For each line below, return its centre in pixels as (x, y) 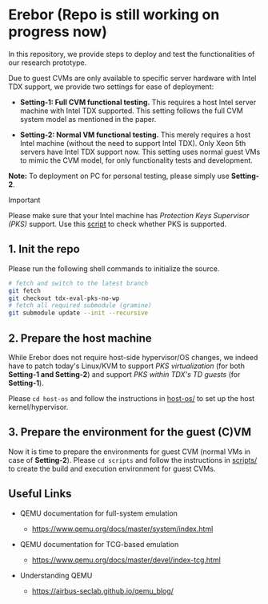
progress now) (58, 32)
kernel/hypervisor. (38, 407)
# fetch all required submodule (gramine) (80, 306)
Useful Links (40, 494)
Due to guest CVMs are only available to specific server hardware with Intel (132, 78)
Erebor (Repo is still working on (114, 15)
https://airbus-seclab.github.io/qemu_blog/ (103, 590)
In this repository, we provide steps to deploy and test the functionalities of (132, 54)
